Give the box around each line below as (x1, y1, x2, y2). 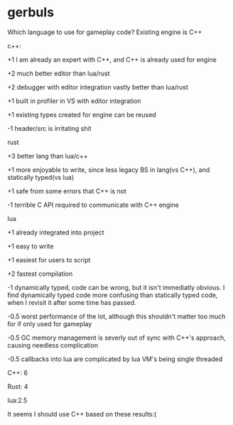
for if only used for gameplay (7, 319, 92, 328)
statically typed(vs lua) (7, 173, 75, 181)
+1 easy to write (7, 242, 54, 250)
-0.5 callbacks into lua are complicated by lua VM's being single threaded (7, 355, 223, 363)
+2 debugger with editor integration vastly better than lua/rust (7, 82, 188, 91)
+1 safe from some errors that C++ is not (7, 186, 126, 195)
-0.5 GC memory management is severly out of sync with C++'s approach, (7, 333, 226, 342)
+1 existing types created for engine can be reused (7, 110, 156, 119)
